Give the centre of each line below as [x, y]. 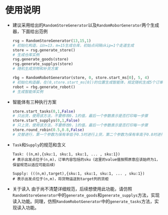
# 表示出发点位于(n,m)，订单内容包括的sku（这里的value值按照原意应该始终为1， [86, 159]
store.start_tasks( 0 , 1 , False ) [44, 111]
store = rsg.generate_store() [44, 50]
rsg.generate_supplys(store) [43, 64]
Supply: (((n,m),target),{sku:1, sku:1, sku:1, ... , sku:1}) [78, 173]
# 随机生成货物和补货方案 [35, 69]
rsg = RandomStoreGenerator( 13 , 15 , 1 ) [52, 40]
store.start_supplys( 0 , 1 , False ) [46, 120]
